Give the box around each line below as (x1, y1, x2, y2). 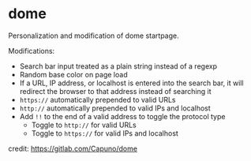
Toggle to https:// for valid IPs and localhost (31, 128, 179, 138)
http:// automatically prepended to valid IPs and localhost (19, 103, 211, 113)
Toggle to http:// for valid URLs (31, 120, 137, 129)
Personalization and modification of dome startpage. (8, 31, 179, 40)
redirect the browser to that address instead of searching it (19, 86, 212, 95)
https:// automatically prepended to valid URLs (19, 95, 176, 104)
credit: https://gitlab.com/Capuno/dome (8, 144, 138, 153)
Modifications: (8, 46, 55, 55)
